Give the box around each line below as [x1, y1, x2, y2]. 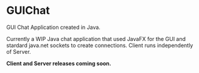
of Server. [6, 48, 32, 55]
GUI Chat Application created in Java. [6, 24, 100, 31]
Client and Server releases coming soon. [6, 60, 111, 67]
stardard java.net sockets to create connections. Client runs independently [6, 42, 194, 49]
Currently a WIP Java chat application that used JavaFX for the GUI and [6, 35, 186, 42]
